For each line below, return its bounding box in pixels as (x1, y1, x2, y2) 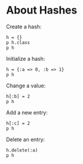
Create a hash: (6, 23, 42, 30)
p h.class (6, 40, 31, 45)
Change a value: (6, 82, 46, 89)
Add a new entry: (6, 109, 48, 116)
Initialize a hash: (6, 55, 45, 62)
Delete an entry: (6, 136, 45, 143)
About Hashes (6, 4, 78, 17)
